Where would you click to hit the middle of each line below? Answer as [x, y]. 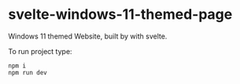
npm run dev [28, 72]
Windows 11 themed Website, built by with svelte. [88, 36]
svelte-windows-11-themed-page [120, 15]
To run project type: [40, 51]
